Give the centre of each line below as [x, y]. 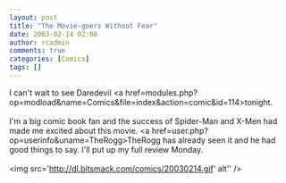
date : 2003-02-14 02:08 [54, 34]
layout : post [34, 17]
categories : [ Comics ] [50, 59]
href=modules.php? [161, 92]
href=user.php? [180, 130]
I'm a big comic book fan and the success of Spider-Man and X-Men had [143, 121]
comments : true [38, 51]
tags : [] [25, 68]
